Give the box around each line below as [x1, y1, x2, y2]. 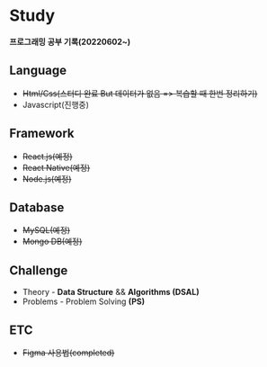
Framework [9, 126, 75, 141]
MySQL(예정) [22, 225, 70, 236]
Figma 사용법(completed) [22, 347, 115, 358]
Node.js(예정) [22, 173, 72, 184]
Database [9, 200, 65, 215]
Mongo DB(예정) [22, 236, 83, 247]
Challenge [9, 263, 68, 278]
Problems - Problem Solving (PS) [22, 296, 146, 307]
